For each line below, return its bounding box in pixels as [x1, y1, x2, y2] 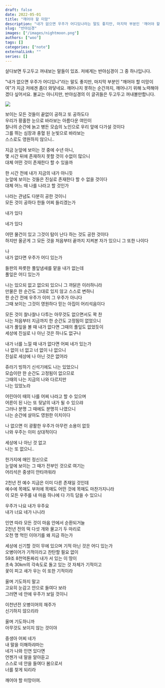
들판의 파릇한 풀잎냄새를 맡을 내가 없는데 [5, 265, 84, 271]
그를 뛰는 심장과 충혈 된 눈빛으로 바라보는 [5, 130, 85, 136]
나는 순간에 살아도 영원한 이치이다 [5, 412, 71, 418]
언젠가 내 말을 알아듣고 [5, 654, 49, 660]
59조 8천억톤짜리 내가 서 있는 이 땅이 [5, 555, 77, 561]
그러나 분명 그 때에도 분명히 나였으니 [5, 406, 76, 412]
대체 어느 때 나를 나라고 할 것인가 [5, 183, 69, 189]
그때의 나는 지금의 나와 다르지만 [5, 376, 67, 383]
